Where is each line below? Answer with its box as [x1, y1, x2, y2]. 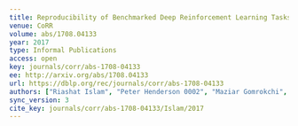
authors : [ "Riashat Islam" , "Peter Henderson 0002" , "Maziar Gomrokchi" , [9, 87, 288, 96]
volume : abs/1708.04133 [9, 29, 98, 38]
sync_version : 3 [9, 95, 69, 105]
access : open [9, 54, 58, 63]
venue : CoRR [9, 21, 53, 30]
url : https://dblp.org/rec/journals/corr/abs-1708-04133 [9, 79, 224, 88]
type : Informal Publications [9, 46, 117, 55]
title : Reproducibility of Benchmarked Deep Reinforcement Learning [9, 12, 268, 22]
